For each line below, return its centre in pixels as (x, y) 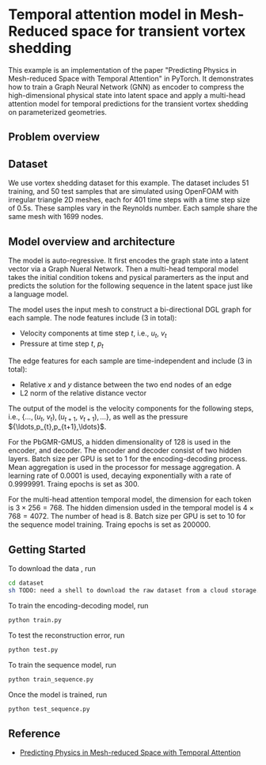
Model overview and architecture (92, 242)
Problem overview (54, 137)
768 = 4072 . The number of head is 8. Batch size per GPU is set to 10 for (127, 517)
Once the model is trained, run (58, 695)
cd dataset (26, 583)
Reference (34, 733)
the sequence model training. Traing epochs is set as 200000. (110, 525)
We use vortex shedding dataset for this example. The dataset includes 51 (129, 183)
